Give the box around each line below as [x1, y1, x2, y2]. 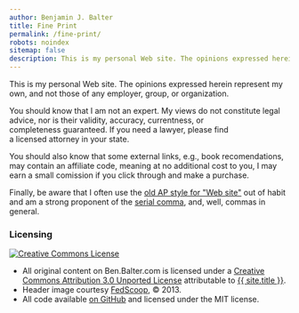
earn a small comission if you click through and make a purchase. [9, 170, 249, 181]
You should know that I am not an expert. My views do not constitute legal [9, 106, 280, 116]
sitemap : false [9, 46, 66, 55]
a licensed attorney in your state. [9, 134, 130, 144]
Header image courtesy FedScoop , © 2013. [21, 285, 182, 295]
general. [9, 206, 40, 216]
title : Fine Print [9, 21, 77, 30]
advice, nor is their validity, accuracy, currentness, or [9, 115, 205, 125]
